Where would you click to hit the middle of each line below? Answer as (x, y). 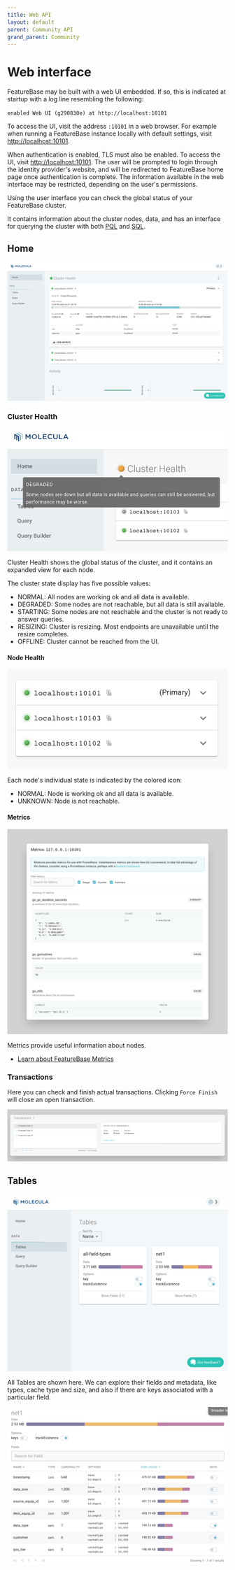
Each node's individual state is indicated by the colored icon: (95, 780)
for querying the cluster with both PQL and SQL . (76, 227)
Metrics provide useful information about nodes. (77, 1045)
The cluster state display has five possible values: (79, 583)
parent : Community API (40, 29)
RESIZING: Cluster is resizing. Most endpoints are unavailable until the (118, 627)
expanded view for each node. (51, 570)
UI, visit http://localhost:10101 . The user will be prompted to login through (113, 162)
